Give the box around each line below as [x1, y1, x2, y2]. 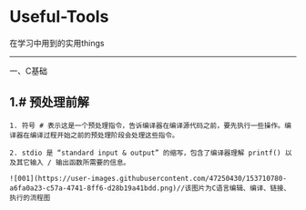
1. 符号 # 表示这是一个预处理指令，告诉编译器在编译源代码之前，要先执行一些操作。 [9, 121, 285, 130]
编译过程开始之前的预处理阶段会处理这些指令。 [29, 130, 179, 140]
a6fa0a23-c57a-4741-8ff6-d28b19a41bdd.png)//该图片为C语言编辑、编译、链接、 [9, 184, 291, 193]
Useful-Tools [9, 6, 109, 27]
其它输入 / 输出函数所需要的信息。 [15, 157, 130, 167]
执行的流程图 [9, 193, 51, 202]
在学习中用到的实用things [9, 37, 105, 48]
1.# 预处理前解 [9, 95, 89, 110]
